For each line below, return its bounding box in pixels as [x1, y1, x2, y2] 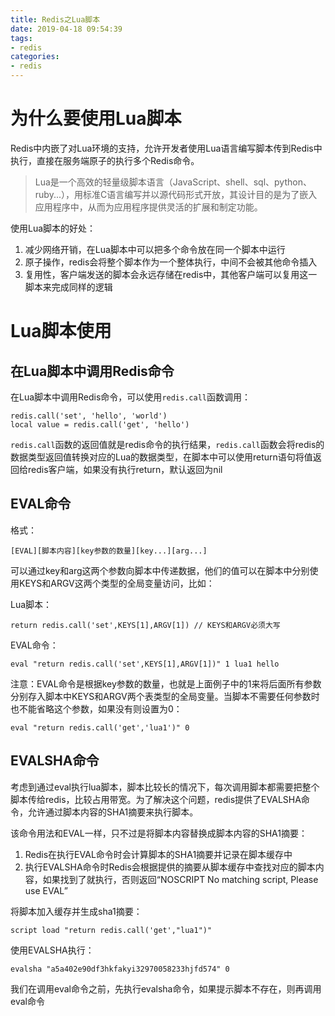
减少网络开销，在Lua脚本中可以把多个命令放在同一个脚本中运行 [24, 243, 286, 255]
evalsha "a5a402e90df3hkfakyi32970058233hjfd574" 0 [10, 964, 230, 974]
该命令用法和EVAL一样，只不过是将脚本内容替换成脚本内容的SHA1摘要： [10, 827, 308, 839]
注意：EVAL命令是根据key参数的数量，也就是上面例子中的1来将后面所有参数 [10, 677, 322, 690]
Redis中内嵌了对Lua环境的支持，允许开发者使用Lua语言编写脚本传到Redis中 [10, 142, 323, 154]
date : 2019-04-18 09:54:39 [10, 24, 123, 34]
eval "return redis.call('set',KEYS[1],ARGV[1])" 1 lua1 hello [10, 659, 280, 669]
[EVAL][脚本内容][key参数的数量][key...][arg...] [10, 546, 208, 556]
